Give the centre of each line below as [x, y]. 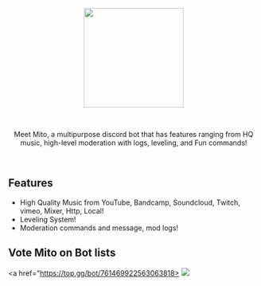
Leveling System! [48, 219]
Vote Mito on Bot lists [62, 253]
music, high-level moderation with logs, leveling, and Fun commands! [134, 143]
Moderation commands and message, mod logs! [99, 228]
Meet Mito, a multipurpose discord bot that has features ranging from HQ [134, 134]
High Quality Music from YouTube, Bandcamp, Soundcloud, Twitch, [130, 202]
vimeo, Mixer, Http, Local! [62, 210]
